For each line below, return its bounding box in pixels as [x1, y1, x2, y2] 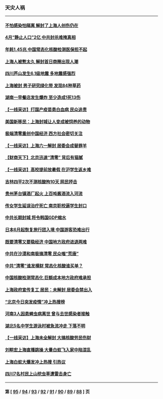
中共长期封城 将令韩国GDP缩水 [5, 215, 66, 220]
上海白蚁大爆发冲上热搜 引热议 [5, 359, 66, 365]
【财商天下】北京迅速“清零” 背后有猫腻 [5, 154, 83, 161]
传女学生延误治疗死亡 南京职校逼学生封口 [5, 202, 87, 208]
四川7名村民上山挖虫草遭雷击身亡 [5, 371, 72, 377]
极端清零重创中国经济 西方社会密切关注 [5, 131, 83, 136]
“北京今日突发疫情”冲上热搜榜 [5, 299, 65, 304]
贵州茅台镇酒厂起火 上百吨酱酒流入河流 [5, 191, 83, 197]
